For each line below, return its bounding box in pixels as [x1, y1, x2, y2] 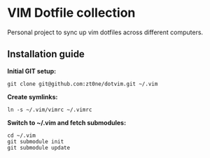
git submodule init [7, 138, 64, 145]
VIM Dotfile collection [7, 5, 136, 21]
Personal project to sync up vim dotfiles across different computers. [7, 28, 204, 36]
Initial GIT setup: [7, 66, 57, 75]
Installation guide [7, 48, 85, 60]
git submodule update [7, 144, 71, 151]
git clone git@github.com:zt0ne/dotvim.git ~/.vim [7, 80, 158, 87]
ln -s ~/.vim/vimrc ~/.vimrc [7, 106, 92, 113]
